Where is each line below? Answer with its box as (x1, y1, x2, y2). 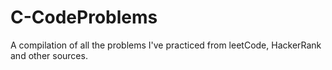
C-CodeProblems (10, 6, 158, 29)
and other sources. (10, 49, 88, 61)
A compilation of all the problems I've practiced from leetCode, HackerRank (10, 39, 322, 51)
